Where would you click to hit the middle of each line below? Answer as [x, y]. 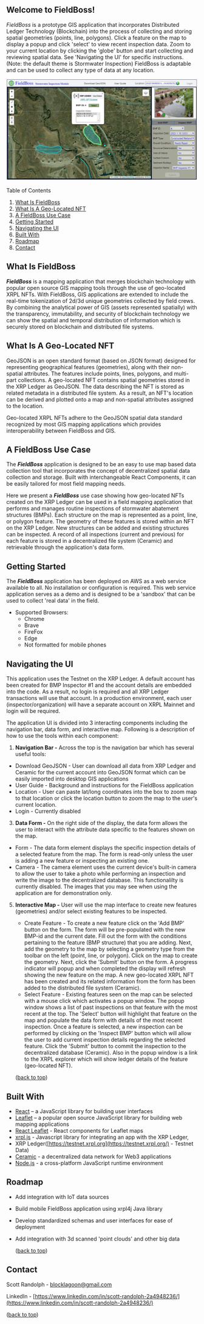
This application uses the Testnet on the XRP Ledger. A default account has [101, 679]
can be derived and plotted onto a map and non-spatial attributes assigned [100, 399]
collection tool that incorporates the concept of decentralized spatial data [98, 471]
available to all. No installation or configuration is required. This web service [101, 588]
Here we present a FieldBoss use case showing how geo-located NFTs [95, 495]
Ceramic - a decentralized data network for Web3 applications [93, 1156]
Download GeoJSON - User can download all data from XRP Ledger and [105, 766]
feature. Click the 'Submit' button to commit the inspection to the [105, 1046]
